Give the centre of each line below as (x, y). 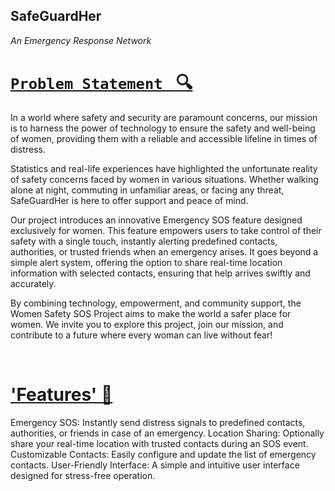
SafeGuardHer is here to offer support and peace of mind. (129, 200)
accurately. (33, 283)
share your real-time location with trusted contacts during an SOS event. (159, 443)
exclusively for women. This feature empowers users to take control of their (166, 230)
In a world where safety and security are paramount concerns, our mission (164, 117)
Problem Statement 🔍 (101, 83)
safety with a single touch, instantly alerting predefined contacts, (144, 241)
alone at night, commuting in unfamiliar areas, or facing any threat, (147, 190)
